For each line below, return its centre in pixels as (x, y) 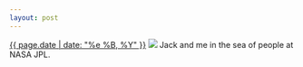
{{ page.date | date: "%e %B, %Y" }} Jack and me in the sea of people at (151, 44)
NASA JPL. (30, 54)
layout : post (34, 18)
